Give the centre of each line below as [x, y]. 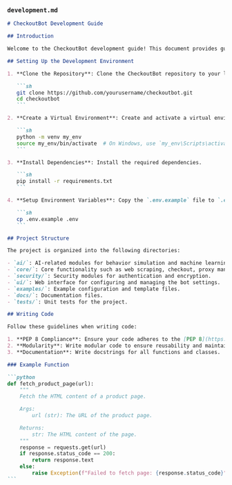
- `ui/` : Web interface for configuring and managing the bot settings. [114, 282]
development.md [33, 10]
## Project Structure [38, 238]
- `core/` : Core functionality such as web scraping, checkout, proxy [111, 270]
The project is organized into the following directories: [94, 251]
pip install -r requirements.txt [64, 182]
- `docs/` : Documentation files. [55, 295]
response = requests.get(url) [63, 447]
